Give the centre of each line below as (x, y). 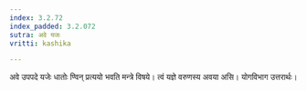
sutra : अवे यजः (35, 35)
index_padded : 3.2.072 (53, 26)
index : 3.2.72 (37, 18)
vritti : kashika (40, 43)
